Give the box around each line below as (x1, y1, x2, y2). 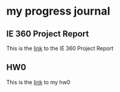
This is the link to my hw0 (6, 78, 71, 86)
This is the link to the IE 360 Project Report (6, 44, 114, 52)
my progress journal (6, 4, 111, 18)
